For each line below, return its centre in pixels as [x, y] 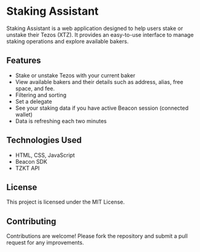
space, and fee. [35, 88]
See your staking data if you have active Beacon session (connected [102, 108]
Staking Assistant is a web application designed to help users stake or [95, 28]
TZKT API [27, 168]
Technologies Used [44, 140]
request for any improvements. [45, 243]
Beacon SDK [31, 161]
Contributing [31, 221]
